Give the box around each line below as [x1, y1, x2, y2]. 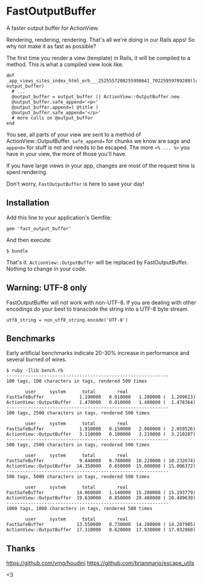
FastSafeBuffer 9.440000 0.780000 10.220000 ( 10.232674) [6, 458, 196, 464]
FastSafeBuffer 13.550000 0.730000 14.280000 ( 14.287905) [6, 522, 196, 528]
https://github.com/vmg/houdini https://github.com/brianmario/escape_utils [6, 559, 195, 567]
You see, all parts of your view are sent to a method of [6, 130, 141, 138]
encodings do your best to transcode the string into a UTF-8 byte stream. [6, 305, 189, 312]
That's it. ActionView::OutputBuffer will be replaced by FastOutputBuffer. [6, 258, 188, 266]
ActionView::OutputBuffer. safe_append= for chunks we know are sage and [6, 137, 190, 144]
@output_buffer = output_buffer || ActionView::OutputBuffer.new [11, 93, 180, 99]
